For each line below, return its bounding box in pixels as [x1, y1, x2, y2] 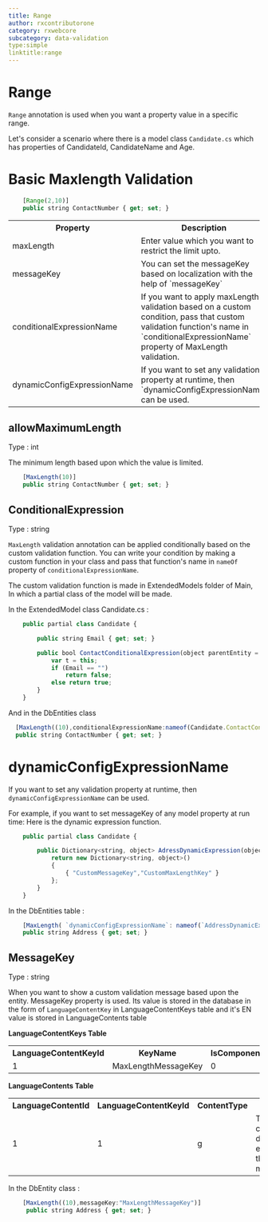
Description [181, 222, 227, 233]
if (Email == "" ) [50, 664, 109, 672]
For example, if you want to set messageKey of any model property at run [8, 809, 250, 818]
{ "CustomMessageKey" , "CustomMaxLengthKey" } [65, 869, 219, 877]
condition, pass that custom [140, 311, 245, 322]
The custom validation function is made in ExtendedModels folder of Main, [8, 581, 254, 590]
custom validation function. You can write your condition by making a [8, 549, 236, 557]
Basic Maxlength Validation [8, 170, 194, 189]
